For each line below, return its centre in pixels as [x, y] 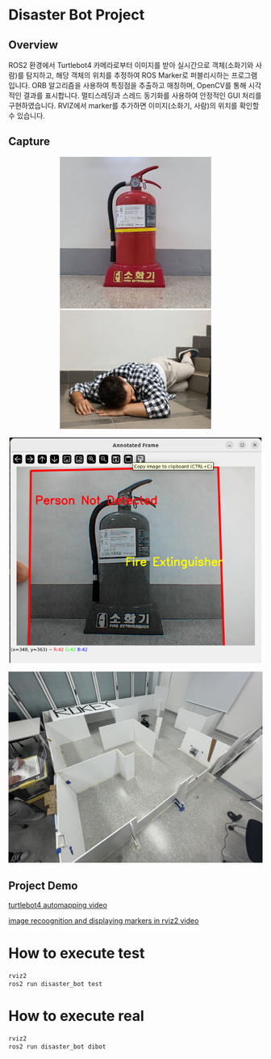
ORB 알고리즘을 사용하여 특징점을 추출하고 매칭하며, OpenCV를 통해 [139, 85]
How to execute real [77, 1016]
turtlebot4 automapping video [58, 905]
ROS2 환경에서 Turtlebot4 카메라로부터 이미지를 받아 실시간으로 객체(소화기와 [131, 65]
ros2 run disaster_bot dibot [57, 1047]
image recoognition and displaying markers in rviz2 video [104, 921]
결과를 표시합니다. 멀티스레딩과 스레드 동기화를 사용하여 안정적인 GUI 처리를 [142, 95]
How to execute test [77, 953]
